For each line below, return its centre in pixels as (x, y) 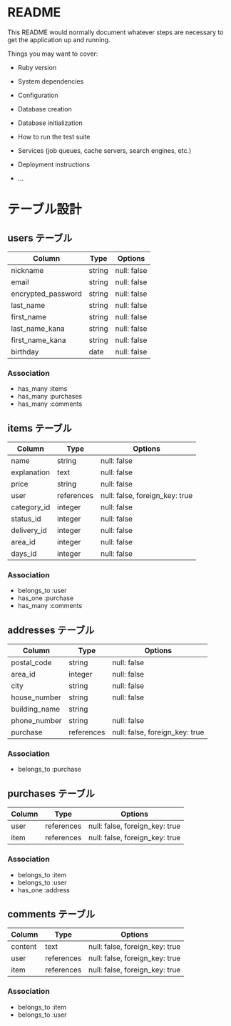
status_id (26, 519)
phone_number (36, 721)
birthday (25, 352)
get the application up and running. (59, 39)
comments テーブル (51, 914)
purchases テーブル (51, 793)
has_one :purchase (46, 598)
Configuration (38, 95)
